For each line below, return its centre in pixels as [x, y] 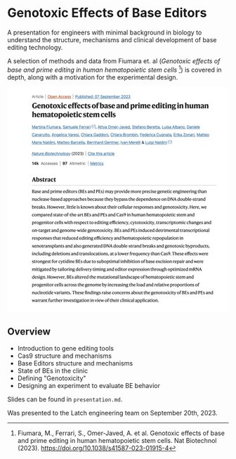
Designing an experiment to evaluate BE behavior [88, 386]
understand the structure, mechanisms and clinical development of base [112, 39]
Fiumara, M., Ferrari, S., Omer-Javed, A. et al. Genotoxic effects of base [121, 433]
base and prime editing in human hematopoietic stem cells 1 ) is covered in [115, 69]
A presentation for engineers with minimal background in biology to [105, 32]
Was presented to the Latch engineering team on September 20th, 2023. [112, 413]
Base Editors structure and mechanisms [75, 363]
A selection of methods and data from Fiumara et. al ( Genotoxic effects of [114, 60]
